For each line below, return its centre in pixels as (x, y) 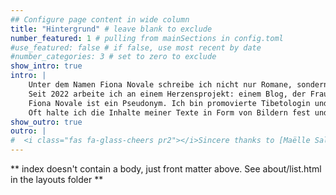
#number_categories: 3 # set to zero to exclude (113, 57)
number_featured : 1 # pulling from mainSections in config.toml (147, 38)
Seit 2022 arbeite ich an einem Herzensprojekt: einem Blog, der (167, 94)
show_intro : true (46, 66)
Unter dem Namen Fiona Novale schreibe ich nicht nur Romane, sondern (178, 85)
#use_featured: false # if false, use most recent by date (136, 47)
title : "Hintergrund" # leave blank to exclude (111, 29)
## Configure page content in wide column (100, 19)
